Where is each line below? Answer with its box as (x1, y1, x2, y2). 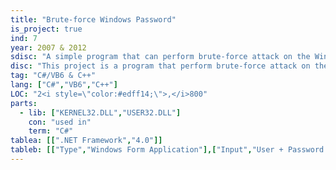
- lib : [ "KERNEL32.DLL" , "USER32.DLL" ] (19, 107, 182, 118)
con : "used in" (28, 117, 92, 127)
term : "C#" (28, 126, 74, 136)
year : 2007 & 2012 (10, 42, 87, 53)
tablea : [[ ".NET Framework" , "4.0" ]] (10, 136, 163, 146)
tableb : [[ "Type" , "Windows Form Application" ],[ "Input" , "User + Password (10, 145, 325, 155)
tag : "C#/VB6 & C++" (10, 71, 97, 81)
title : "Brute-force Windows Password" (10, 14, 177, 25)
